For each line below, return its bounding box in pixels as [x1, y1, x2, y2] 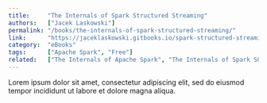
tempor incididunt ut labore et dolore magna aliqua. [8, 86, 176, 95]
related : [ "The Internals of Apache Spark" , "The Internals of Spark [8, 56, 250, 64]
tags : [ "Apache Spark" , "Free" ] [8, 48, 133, 56]
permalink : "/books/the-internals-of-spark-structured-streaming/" [8, 26, 237, 34]
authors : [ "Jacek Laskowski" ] [8, 19, 115, 27]
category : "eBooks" [8, 41, 77, 49]
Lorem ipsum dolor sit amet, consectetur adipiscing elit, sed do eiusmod [8, 77, 245, 87]
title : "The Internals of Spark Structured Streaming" [8, 11, 208, 20]
